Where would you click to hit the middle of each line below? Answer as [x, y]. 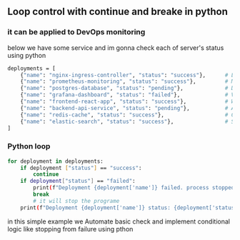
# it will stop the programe [76, 201]
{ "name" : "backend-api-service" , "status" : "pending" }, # [124, 108]
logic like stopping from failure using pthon [70, 229]
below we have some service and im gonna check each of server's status [116, 47]
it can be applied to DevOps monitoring [76, 32]
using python [27, 55]
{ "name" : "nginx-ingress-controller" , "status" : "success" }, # [124, 75]
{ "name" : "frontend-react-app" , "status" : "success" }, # [124, 102]
